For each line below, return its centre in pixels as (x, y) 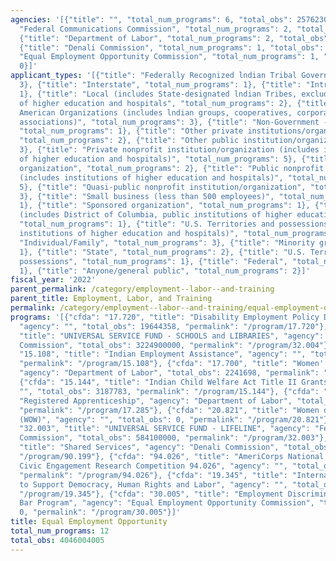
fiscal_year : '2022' (53, 280)
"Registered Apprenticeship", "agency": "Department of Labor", (156, 401)
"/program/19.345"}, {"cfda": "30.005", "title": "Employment (151, 494)
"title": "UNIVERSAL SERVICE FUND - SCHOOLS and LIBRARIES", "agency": (172, 336)
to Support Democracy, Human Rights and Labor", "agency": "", (153, 484)
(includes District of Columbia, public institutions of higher (156, 215)
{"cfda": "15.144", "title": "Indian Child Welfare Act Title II (158, 382)
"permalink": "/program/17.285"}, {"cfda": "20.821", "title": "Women (169, 410)
